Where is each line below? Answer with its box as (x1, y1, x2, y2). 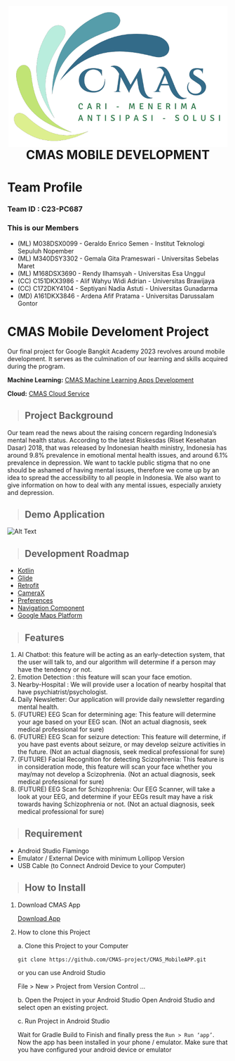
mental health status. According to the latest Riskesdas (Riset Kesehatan (7, 436, 217, 444)
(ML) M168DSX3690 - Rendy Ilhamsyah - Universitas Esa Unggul (17, 269, 206, 277)
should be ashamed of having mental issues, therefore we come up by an (7, 465, 220, 474)
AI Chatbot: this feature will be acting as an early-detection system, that (17, 650, 225, 658)
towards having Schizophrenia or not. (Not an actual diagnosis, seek (17, 800, 215, 808)
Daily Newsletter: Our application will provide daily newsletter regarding (17, 695, 225, 703)
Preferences (17, 596, 53, 605)
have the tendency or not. (17, 665, 93, 674)
